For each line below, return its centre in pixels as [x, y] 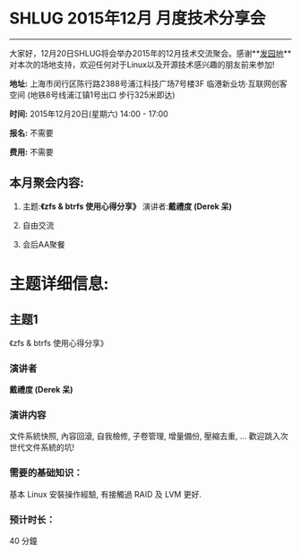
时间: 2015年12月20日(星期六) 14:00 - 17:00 [89, 114]
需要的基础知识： [46, 473]
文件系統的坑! [50, 447]
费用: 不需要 [31, 151]
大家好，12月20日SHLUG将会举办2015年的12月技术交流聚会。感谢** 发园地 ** [150, 53]
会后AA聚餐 [43, 244]
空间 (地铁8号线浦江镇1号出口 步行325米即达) [92, 94]
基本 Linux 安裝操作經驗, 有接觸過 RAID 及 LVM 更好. [105, 494]
